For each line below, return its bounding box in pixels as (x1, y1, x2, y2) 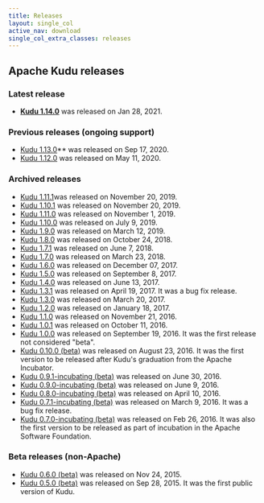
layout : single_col (8, 19, 74, 27)
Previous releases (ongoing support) (8, 126, 155, 138)
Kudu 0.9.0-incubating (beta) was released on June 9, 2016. (19, 380, 220, 390)
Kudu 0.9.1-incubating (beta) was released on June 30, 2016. (19, 371, 222, 381)
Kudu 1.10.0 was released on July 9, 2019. (19, 217, 159, 227)
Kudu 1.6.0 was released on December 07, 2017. (19, 260, 179, 270)
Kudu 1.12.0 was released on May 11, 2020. (19, 154, 161, 163)
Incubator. (19, 363, 54, 373)
